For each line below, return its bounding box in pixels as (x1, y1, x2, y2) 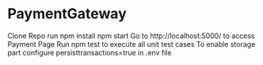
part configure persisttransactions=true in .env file (7, 48, 172, 57)
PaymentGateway (7, 5, 128, 23)
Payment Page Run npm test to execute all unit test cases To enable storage (7, 39, 256, 48)
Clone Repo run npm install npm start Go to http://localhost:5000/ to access (7, 31, 255, 40)
